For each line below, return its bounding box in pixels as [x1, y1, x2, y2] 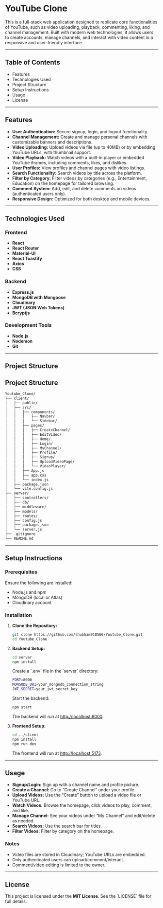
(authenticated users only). [12, 191, 66, 196]
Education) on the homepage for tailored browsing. [12, 180, 114, 186]
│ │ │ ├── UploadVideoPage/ [5, 459, 75, 464]
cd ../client [12, 732, 39, 737]
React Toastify [12, 256, 42, 262]
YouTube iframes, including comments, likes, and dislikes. [12, 160, 128, 165]
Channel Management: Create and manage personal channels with [12, 134, 147, 140]
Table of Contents [5, 58, 61, 67]
